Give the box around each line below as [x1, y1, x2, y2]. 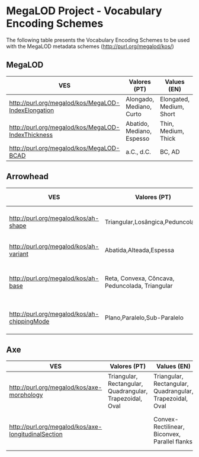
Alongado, [125, 95, 155, 103]
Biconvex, [153, 430, 181, 439]
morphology [9, 391, 43, 399]
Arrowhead [6, 172, 49, 182]
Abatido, [125, 119, 149, 128]
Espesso [125, 134, 150, 142]
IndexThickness [9, 131, 53, 139]
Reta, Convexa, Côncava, [104, 274, 175, 283]
